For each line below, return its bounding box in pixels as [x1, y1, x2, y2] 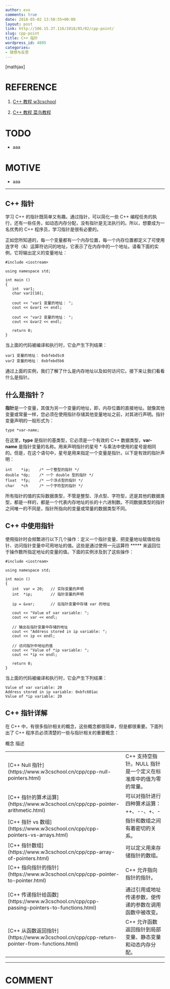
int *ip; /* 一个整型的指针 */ [5, 467, 79, 472]
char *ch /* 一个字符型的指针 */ [5, 483, 83, 488]
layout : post [5, 21, 33, 27]
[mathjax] [5, 64, 25, 70]
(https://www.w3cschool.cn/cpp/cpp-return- [8, 934, 117, 941]
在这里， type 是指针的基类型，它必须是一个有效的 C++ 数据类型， [5, 437, 143, 443]
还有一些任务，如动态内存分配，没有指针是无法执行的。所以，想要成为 [14, 220, 160, 226]
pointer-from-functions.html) [8, 940, 78, 948]
